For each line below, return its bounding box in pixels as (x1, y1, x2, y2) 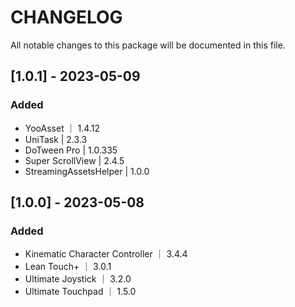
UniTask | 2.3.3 (24, 133, 88, 145)
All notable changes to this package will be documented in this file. (10, 39, 286, 51)
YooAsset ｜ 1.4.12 (24, 122, 100, 134)
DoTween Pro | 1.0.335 (24, 144, 118, 156)
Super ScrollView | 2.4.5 (24, 154, 125, 166)
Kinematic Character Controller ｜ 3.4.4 (24, 248, 188, 260)
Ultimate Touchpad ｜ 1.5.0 (24, 286, 137, 298)
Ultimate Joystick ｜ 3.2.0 (24, 273, 132, 285)
